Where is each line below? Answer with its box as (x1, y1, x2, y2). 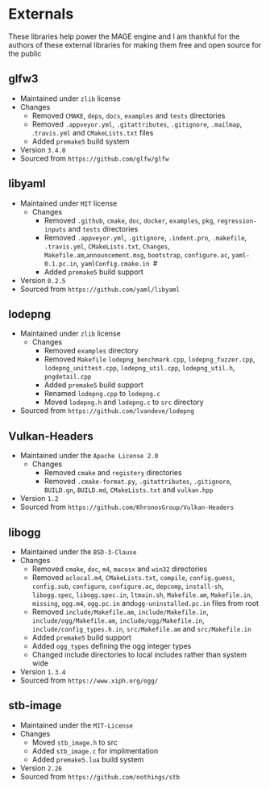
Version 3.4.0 (19, 144, 66, 154)
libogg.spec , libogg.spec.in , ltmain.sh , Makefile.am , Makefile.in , (31, 590, 253, 599)
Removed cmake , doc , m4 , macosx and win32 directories (31, 564, 208, 574)
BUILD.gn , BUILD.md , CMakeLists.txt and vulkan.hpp (44, 485, 214, 495)
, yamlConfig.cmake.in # (76, 258, 158, 268)
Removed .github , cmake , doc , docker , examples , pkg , (44, 215, 216, 225)
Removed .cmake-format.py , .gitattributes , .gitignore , (44, 477, 232, 486)
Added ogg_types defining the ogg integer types (31, 641, 192, 650)
